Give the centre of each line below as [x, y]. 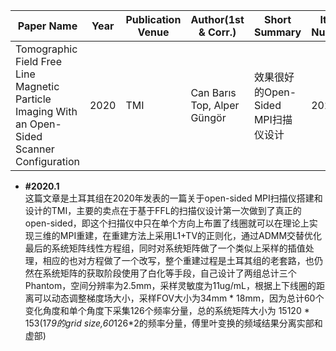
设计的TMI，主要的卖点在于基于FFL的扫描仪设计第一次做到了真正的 [163, 210]
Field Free [39, 61]
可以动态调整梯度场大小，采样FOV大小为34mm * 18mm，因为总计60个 [179, 298]
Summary [277, 32]
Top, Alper [215, 105]
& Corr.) [217, 32]
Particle [33, 99]
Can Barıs [213, 92]
